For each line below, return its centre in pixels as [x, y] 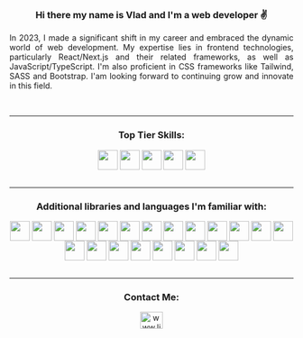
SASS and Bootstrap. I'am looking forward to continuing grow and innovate [151, 77]
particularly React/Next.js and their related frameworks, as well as [151, 57]
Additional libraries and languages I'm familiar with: [151, 206]
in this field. [31, 86]
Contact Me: [151, 297]
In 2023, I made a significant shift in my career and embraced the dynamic [151, 38]
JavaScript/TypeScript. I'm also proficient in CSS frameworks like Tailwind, [151, 67]
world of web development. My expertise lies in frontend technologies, [151, 48]
